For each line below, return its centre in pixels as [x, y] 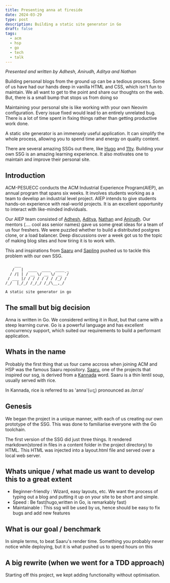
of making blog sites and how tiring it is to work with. [60, 241]
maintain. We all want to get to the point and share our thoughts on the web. [84, 92]
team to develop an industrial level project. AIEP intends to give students [81, 199]
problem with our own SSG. [34, 256]
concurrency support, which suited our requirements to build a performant [83, 330]
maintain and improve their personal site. [48, 159]
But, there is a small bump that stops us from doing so [62, 98]
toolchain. [16, 429]
